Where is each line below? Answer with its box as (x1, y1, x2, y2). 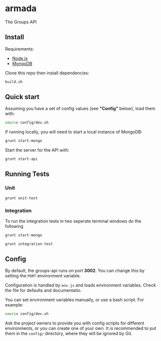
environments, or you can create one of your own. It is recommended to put (5, 325, 157, 331)
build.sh (5, 79, 23, 84)
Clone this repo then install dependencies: (5, 70, 90, 76)
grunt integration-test (5, 241, 53, 246)
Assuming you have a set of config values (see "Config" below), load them (5, 105, 156, 112)
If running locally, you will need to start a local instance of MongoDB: (5, 129, 143, 135)
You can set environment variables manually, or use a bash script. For (5, 297, 145, 303)
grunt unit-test (5, 195, 38, 201)
